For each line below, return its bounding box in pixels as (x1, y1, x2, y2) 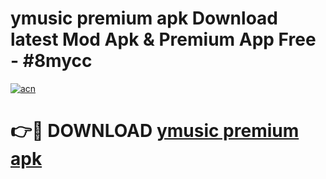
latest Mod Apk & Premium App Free (10, 28, 317, 51)
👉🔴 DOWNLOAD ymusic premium (10, 120, 300, 142)
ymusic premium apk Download (10, 7, 278, 30)
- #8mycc (10, 50, 93, 72)
